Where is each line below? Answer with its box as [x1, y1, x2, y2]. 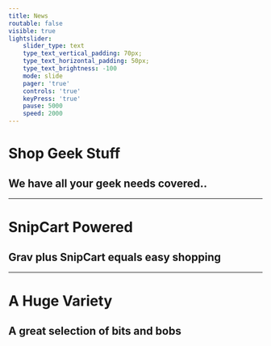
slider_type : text [23, 42, 85, 50]
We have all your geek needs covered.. [8, 176, 208, 190]
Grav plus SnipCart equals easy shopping [8, 250, 222, 264]
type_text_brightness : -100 [23, 65, 117, 73]
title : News [8, 11, 48, 20]
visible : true [8, 27, 56, 35]
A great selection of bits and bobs [8, 324, 181, 338]
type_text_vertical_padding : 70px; [23, 49, 143, 57]
